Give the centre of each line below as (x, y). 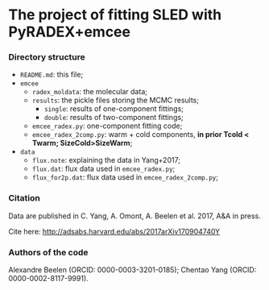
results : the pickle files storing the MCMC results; (116, 100)
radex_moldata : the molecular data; (89, 92)
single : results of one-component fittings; (114, 109)
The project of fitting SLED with (115, 15)
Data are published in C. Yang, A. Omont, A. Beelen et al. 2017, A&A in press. (135, 216)
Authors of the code (48, 252)
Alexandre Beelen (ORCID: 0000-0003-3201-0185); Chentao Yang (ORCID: (132, 270)
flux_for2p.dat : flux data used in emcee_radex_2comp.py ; (125, 177)
